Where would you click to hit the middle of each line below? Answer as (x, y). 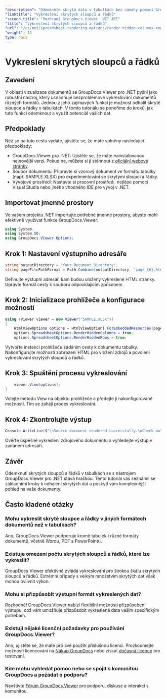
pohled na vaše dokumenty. (33, 489)
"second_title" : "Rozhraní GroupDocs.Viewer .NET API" (63, 19)
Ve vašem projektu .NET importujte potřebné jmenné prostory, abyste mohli (82, 215)
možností (20, 308)
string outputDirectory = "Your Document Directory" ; (62, 265)
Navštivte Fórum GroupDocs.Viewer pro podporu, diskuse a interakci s (77, 686)
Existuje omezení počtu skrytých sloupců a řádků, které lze (78, 554)
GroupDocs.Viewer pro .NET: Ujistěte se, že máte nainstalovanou (78, 155)
